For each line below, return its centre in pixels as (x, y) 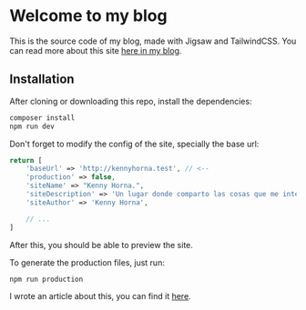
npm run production (46, 279)
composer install (42, 118)
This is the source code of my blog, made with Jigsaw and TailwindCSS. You (153, 41)
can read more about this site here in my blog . (96, 50)
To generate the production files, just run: (87, 262)
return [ (26, 160)
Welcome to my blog (88, 16)
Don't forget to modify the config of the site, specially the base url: (134, 144)
